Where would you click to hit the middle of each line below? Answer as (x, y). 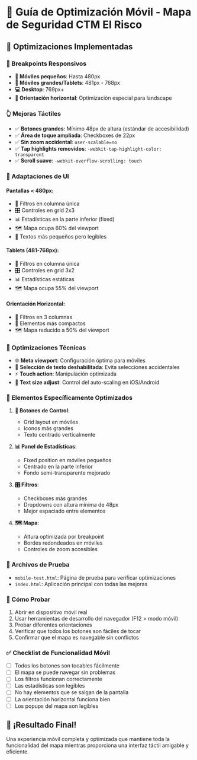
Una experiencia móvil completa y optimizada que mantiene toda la (88, 739)
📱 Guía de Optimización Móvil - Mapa (99, 12)
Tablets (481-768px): (33, 250)
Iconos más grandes (49, 428)
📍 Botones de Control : (42, 411)
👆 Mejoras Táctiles (33, 113)
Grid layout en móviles (51, 422)
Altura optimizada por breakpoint (64, 537)
